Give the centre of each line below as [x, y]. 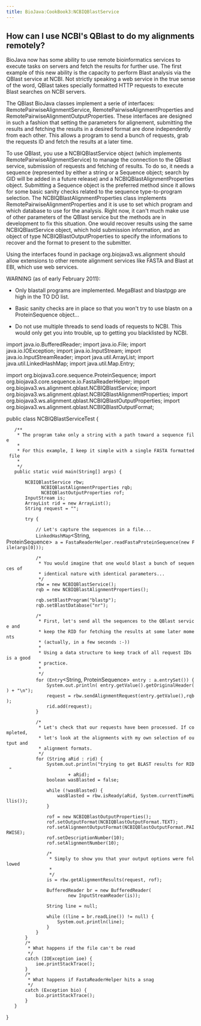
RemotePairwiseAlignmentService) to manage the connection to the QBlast [99, 160]
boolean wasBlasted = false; [83, 780]
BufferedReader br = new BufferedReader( [99, 891]
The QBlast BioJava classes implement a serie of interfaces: [80, 103]
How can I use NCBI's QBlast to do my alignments [100, 36]
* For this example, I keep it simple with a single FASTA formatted [106, 451]
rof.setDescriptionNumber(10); [85, 838]
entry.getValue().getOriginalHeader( [147, 685]
